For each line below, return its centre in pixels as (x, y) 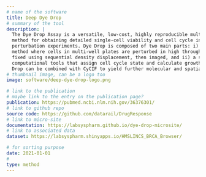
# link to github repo (35, 108)
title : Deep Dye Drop (34, 18)
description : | (26, 29)
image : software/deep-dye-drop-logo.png (59, 80)
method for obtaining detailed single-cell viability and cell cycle (102, 40)
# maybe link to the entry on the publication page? (75, 97)
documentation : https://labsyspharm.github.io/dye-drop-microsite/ (94, 125)
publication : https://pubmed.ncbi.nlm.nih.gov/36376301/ (81, 103)
